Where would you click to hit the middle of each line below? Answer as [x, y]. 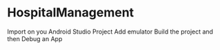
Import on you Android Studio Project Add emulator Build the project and [110, 32]
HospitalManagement [71, 13]
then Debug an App [35, 38]
